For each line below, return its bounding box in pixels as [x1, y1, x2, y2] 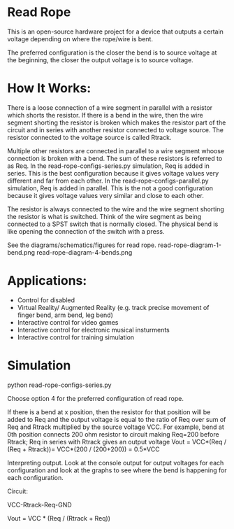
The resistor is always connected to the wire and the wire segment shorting [7, 204, 225, 213]
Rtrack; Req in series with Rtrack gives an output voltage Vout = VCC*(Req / [7, 437, 227, 446]
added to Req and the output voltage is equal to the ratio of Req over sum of [7, 415, 226, 423]
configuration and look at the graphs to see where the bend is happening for [7, 466, 227, 474]
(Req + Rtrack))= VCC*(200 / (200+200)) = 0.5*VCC [7, 445, 160, 453]
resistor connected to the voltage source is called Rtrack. [7, 133, 172, 141]
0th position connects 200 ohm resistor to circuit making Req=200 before [7, 430, 219, 438]
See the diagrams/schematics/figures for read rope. [7, 241, 157, 249]
